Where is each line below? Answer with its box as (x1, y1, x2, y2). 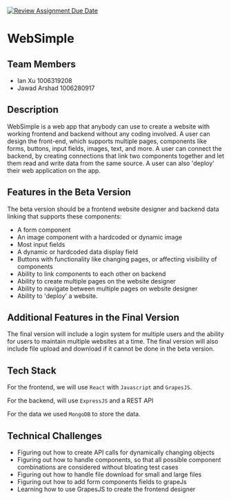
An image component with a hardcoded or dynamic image (17, 232, 183, 241)
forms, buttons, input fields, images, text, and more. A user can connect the (7, 144, 222, 152)
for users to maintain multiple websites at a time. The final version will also (7, 337, 219, 346)
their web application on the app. (7, 166, 101, 174)
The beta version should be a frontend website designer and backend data (7, 205, 219, 213)
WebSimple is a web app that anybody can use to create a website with (7, 122, 210, 131)
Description (7, 104, 59, 115)
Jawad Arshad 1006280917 (17, 84, 95, 92)
